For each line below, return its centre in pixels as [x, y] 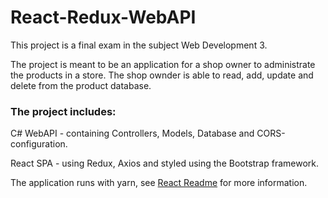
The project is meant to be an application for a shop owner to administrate [163, 64]
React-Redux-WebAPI [103, 17]
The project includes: [63, 111]
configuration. [39, 144]
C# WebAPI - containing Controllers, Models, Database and [132, 133]
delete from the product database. [81, 85]
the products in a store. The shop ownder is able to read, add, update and [162, 75]
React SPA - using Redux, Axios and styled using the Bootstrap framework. [165, 163]
